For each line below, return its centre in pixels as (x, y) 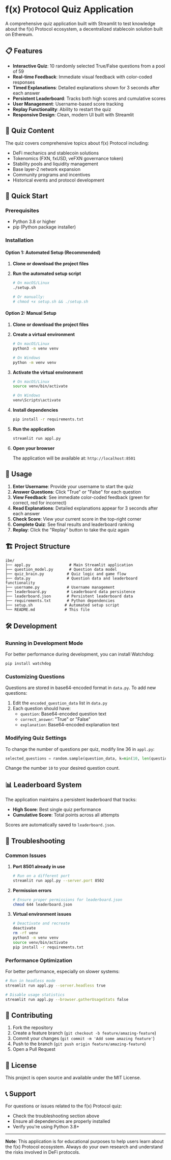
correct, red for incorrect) (39, 502)
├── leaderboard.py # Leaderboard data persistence (70, 592)
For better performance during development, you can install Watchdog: (80, 654)
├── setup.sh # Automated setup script (62, 606)
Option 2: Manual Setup (31, 313)
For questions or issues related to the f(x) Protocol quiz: (64, 1106)
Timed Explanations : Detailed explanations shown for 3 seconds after (86, 87)
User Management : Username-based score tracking (68, 104)
